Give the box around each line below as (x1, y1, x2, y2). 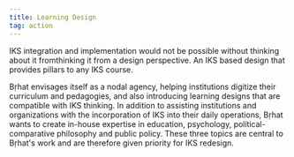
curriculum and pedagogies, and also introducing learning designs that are (9, 90, 281, 101)
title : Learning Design (9, 12, 97, 22)
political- (233, 118, 267, 129)
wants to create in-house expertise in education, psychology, (9, 118, 232, 129)
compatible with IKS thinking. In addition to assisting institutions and (9, 100, 257, 110)
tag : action (9, 21, 53, 30)
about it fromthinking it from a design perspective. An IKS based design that (9, 55, 285, 65)
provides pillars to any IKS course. (9, 64, 134, 75)
